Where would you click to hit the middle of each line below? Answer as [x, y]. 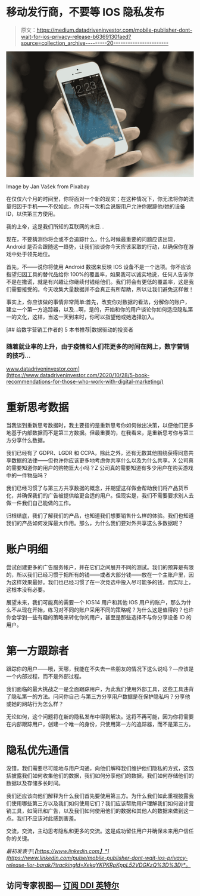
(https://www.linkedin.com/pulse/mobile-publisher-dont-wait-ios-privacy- [97, 858]
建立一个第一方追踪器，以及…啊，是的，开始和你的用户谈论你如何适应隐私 [97, 309]
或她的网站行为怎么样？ [35, 704]
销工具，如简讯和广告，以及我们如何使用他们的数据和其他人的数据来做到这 [97, 811]
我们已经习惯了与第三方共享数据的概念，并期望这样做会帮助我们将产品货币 [97, 488]
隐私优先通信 [38, 750]
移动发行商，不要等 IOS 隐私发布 [85, 12]
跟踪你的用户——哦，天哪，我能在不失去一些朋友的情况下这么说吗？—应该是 [100, 669]
